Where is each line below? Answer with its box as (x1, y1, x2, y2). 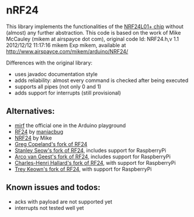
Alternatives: (6, 106, 55, 116)
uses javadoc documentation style (14, 70, 98, 77)
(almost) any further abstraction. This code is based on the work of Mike (6, 29, 181, 36)
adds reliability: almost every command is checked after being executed (14, 77, 189, 84)
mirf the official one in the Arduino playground (14, 121, 126, 129)
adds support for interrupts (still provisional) (14, 89, 121, 96)
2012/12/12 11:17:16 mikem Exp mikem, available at (6, 42, 126, 49)
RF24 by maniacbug (14, 128, 63, 135)
